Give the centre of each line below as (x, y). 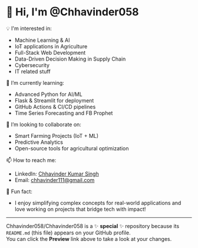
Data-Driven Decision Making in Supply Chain (70, 59)
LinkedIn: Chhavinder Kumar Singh (57, 174)
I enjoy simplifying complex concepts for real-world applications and (98, 203)
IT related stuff (33, 71)
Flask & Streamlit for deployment (54, 100)
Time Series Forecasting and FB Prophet (64, 113)
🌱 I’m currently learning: (35, 82)
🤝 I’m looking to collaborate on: (44, 124)
